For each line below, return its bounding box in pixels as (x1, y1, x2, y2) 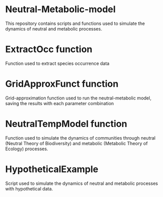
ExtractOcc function (5, 44, 92, 55)
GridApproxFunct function (5, 78, 119, 90)
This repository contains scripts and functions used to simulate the (5, 20, 145, 26)
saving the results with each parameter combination (5, 100, 114, 106)
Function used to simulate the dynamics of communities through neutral (5, 135, 156, 141)
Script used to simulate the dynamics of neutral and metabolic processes (5, 180, 158, 186)
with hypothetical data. (5, 185, 53, 191)
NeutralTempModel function (5, 118, 127, 129)
